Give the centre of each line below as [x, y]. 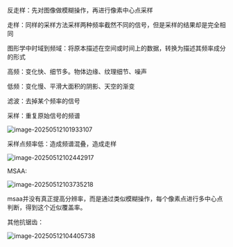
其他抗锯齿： [25, 222]
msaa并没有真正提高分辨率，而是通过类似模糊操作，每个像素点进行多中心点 [115, 199]
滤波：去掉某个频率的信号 [44, 101]
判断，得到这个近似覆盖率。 [47, 207]
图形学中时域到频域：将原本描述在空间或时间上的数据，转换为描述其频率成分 [116, 48]
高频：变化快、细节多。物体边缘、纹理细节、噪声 [77, 72]
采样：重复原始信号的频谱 [44, 116]
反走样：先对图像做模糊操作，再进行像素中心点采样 [80, 10]
